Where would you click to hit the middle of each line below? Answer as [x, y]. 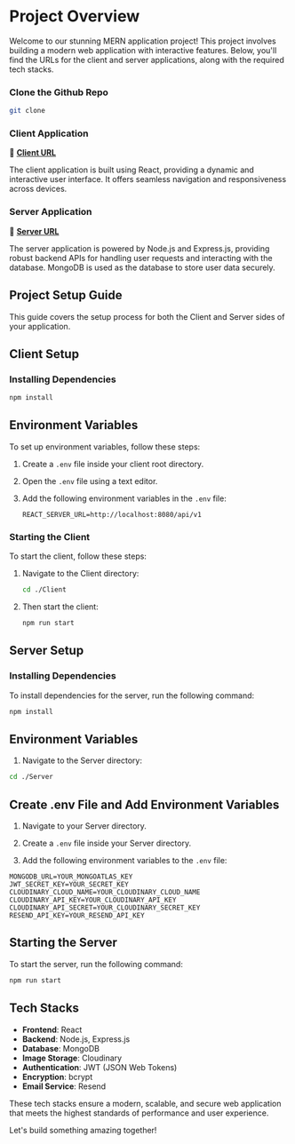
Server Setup [47, 651]
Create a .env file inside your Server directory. [107, 843]
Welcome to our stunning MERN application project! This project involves [143, 41]
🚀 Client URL [32, 153]
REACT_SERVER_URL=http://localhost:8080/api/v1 [112, 514]
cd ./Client [44, 590]
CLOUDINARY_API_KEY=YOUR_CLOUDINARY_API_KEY [93, 900]
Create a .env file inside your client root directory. [113, 464]
